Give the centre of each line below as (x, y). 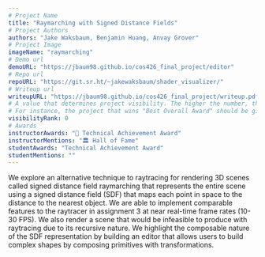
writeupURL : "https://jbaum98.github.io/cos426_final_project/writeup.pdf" (135, 96)
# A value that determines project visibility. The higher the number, (128, 104)
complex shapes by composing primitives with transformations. (111, 245)
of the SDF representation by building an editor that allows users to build (126, 236)
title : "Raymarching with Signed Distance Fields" (93, 23)
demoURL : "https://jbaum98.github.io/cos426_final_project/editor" (121, 67)
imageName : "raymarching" (50, 52)
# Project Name (33, 15)
